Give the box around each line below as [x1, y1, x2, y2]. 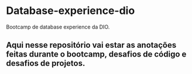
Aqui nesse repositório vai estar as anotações [6, 40, 177, 50]
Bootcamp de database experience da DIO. [6, 23, 110, 30]
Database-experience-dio [6, 4, 135, 17]
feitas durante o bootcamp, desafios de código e [6, 50, 187, 59]
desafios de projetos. [6, 58, 85, 68]
